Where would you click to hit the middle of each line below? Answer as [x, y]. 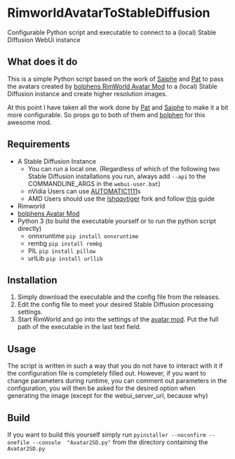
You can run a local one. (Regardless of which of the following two [124, 168]
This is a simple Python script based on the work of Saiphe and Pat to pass [116, 79]
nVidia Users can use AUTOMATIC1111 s [84, 191]
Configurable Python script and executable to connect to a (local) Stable [112, 32]
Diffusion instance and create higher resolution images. [87, 93]
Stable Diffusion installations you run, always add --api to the [117, 176]
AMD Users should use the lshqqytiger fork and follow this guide [121, 199]
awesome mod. [29, 122]
